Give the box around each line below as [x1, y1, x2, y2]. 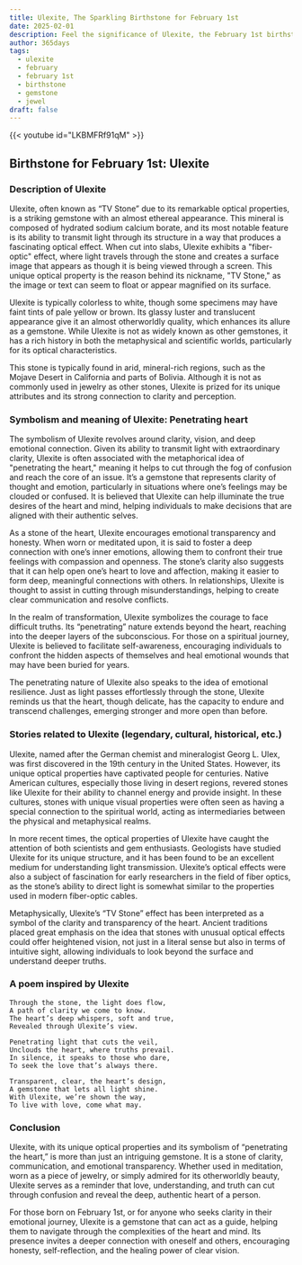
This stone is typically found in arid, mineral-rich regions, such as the [9, 361, 266, 373]
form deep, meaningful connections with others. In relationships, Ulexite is [9, 575, 285, 586]
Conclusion [9, 1121, 61, 1134]
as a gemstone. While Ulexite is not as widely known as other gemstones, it [9, 325, 289, 336]
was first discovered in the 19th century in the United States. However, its [9, 758, 281, 769]
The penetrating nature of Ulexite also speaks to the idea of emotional [9, 677, 269, 688]
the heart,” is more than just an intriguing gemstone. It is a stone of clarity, [9, 1152, 283, 1163]
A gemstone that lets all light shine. [9, 1084, 159, 1093]
